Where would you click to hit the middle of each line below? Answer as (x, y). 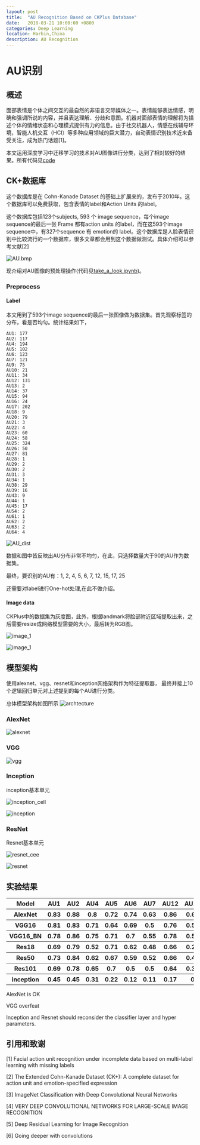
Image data (20, 602)
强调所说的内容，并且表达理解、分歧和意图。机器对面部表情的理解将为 (102, 118)
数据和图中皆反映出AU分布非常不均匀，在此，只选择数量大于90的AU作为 (95, 555)
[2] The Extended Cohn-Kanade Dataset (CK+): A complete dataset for (93, 1076)
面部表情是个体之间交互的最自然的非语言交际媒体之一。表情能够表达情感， (97, 110)
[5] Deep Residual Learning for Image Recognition (68, 1124)
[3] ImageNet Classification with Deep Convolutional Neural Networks (92, 1094)
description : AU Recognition (42, 39)
